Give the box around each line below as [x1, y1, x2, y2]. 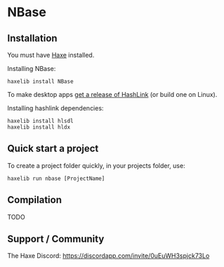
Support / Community [7, 233, 105, 245]
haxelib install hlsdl [7, 117, 74, 124]
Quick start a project [7, 143, 99, 155]
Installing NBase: [7, 65, 56, 72]
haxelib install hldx [7, 124, 71, 131]
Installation [7, 32, 58, 44]
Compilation [7, 194, 62, 206]
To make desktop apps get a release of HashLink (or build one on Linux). [7, 91, 218, 98]
